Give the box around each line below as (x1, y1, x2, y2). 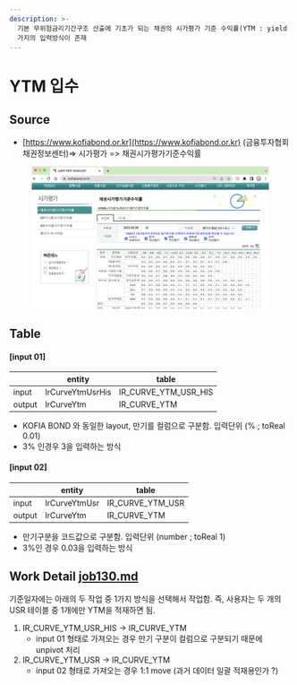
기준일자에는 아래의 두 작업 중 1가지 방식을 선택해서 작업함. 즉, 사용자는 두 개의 (9, 594, 282, 604)
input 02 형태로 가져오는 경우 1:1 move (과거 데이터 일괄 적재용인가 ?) (35, 665, 279, 676)
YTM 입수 (9, 76, 79, 96)
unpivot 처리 (35, 645, 81, 655)
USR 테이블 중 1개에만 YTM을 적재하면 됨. (9, 605, 156, 616)
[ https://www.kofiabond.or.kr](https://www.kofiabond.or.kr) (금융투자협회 (21, 137, 289, 148)
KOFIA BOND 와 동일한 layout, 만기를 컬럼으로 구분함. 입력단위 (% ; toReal (21, 420, 286, 430)
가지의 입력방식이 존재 (17, 33, 88, 42)
